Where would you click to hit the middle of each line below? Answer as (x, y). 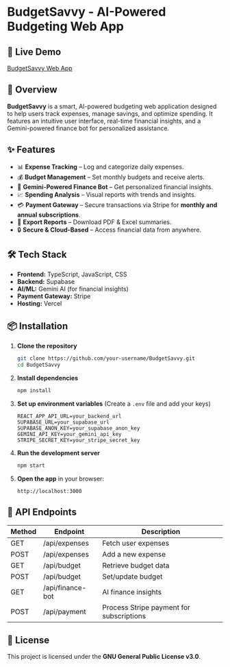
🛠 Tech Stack (37, 255)
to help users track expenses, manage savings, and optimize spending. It (110, 113)
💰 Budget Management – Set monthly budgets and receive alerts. (111, 177)
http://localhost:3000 (49, 491)
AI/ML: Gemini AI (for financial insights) (73, 289)
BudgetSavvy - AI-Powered (87, 12)
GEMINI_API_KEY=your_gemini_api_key (69, 434)
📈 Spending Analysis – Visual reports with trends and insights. (106, 194)
